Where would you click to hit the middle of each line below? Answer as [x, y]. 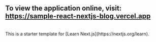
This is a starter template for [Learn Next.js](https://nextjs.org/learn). [77, 34]
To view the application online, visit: [64, 8]
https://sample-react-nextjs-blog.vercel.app [78, 16]
